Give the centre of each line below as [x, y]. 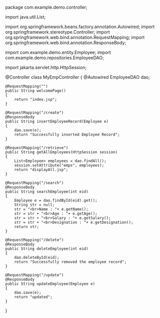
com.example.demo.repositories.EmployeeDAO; [55, 58]
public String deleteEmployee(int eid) [47, 249]
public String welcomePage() [36, 91]
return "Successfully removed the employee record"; [70, 262]
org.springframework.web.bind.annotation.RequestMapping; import [75, 37]
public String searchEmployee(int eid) [47, 192]
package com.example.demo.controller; [46, 7]
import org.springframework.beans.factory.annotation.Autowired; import [80, 27]
